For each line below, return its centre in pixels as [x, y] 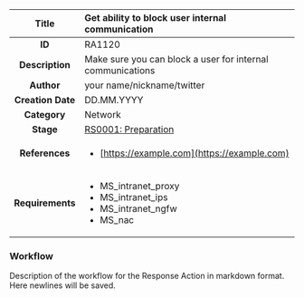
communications [120, 70]
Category [45, 115]
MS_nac [117, 220]
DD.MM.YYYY [114, 100]
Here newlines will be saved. [62, 285]
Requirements [45, 203]
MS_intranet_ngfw [138, 209]
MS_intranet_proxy [139, 186]
